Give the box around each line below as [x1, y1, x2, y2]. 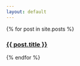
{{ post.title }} [6, 40, 48, 49]
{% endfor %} [6, 53, 41, 61]
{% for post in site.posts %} [6, 25, 75, 32]
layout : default [6, 8, 47, 15]
